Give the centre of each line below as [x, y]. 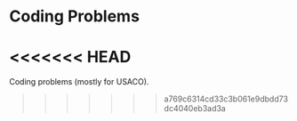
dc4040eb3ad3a [195, 109]
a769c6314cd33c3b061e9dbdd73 [226, 99]
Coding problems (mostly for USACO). [79, 82]
